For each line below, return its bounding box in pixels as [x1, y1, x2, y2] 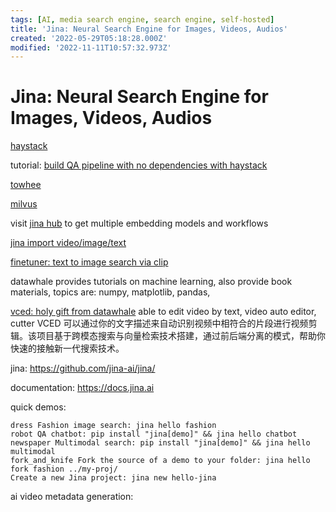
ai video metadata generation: [10, 491, 134, 503]
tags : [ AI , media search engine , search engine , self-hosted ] [10, 14, 275, 25]
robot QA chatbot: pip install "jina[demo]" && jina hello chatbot [10, 429, 298, 440]
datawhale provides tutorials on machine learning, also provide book [10, 276, 293, 288]
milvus [10, 198, 38, 210]
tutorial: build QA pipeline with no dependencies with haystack [10, 159, 268, 171]
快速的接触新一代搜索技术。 [10, 342, 125, 355]
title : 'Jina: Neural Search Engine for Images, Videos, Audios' [10, 24, 288, 34]
